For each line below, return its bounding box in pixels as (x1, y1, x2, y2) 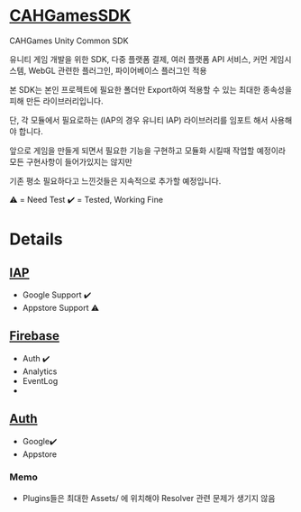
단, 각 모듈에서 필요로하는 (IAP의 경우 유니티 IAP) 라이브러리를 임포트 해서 (9, 114, 269, 125)
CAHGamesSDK (9, 5, 132, 26)
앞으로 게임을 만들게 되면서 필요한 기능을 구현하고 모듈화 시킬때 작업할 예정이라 (9, 145, 287, 156)
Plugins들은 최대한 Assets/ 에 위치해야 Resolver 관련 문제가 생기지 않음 (22, 492, 276, 503)
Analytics (22, 366, 58, 377)
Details (9, 229, 63, 250)
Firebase (9, 328, 60, 343)
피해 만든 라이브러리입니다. (9, 96, 104, 106)
